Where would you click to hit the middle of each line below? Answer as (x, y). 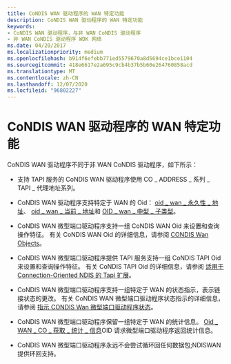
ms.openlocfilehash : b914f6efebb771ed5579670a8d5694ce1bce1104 (100, 59)
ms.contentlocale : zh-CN (43, 78)
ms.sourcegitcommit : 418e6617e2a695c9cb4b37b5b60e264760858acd (100, 65)
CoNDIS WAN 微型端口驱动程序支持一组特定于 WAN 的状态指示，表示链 (119, 290)
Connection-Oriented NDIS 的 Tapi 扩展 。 (76, 275)
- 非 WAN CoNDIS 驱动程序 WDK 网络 (54, 39)
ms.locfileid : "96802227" (44, 90)
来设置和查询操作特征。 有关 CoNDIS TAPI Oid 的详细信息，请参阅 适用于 (120, 267)
